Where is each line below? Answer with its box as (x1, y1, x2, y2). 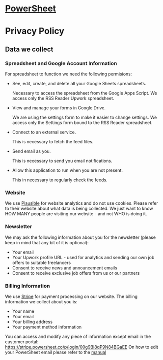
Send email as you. (12, 148, 51, 154)
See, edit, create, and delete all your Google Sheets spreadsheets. (12, 81, 146, 87)
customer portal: (5, 338, 39, 345)
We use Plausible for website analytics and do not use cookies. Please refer (5, 200, 159, 206)
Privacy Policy (5, 26, 65, 37)
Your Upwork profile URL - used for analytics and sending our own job (12, 254, 155, 260)
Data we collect (5, 45, 54, 53)
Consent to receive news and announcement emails (12, 264, 118, 271)
